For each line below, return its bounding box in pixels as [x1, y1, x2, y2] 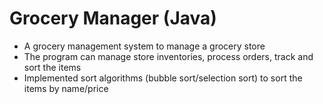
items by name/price [23, 82, 109, 94]
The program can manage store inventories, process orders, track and [23, 50, 314, 62]
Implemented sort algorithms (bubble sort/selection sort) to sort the [23, 72, 303, 84]
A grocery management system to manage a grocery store [23, 40, 266, 52]
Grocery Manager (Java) [9, 7, 217, 30]
